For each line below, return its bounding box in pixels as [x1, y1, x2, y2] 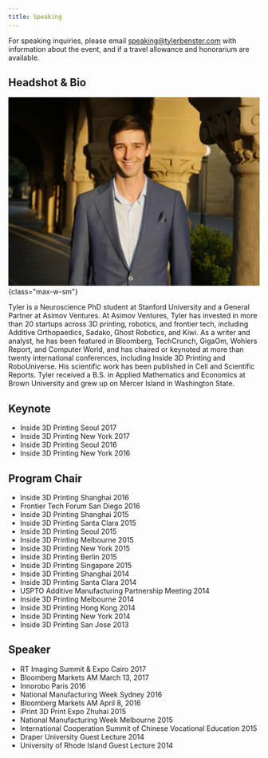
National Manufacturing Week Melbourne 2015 [19, 715, 174, 724]
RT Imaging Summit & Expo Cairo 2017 [19, 664, 146, 673]
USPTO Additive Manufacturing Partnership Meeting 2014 [19, 586, 210, 596]
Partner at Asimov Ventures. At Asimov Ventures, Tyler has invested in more [8, 311, 258, 321]
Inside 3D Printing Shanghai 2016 [19, 493, 129, 503]
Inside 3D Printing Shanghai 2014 [19, 569, 130, 578]
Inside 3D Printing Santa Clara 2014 [19, 578, 137, 587]
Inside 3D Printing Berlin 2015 [19, 552, 117, 562]
